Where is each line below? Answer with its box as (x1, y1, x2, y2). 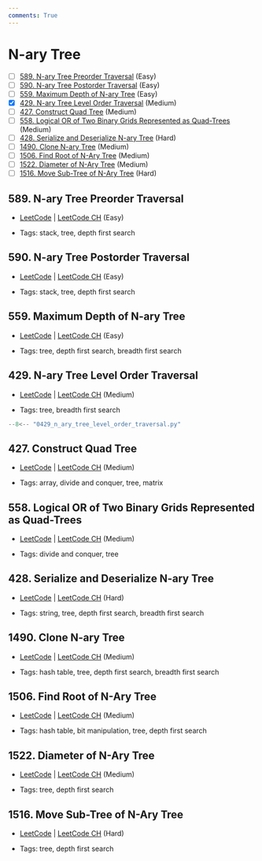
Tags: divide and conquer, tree (19, 549, 120, 559)
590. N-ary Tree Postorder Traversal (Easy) (19, 80, 160, 90)
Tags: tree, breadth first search (19, 405, 120, 414)
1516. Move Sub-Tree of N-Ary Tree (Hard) (19, 168, 157, 178)
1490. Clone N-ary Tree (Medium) (19, 142, 130, 151)
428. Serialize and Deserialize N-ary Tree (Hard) (19, 133, 177, 142)
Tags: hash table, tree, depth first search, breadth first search (19, 667, 220, 677)
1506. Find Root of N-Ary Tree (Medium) (19, 151, 150, 161)
